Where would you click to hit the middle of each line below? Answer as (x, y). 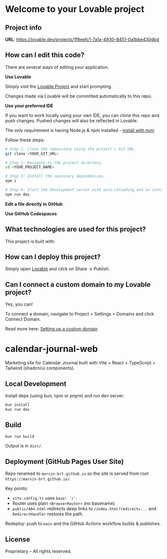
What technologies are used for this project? (76, 229)
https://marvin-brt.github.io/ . (38, 479)
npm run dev (17, 194)
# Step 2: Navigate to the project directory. (54, 163)
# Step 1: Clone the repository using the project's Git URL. (71, 149)
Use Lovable (18, 77)
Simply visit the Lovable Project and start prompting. (59, 86)
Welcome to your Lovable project (75, 9)
